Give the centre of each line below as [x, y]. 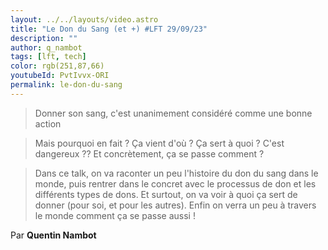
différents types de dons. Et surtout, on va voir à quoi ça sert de [166, 194]
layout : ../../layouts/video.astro [84, 19]
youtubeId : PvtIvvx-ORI [60, 76]
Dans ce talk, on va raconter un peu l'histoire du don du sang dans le [176, 173]
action [48, 123]
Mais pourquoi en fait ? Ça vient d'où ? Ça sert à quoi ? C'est [159, 143]
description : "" [44, 38]
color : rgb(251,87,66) [57, 66]
